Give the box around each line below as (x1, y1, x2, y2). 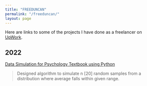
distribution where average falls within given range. (16, 76, 120, 82)
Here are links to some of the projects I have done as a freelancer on (5, 29, 142, 35)
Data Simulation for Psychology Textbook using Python (5, 61, 115, 67)
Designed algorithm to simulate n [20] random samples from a (16, 71, 142, 76)
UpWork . (5, 34, 23, 40)
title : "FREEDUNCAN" (5, 7, 47, 12)
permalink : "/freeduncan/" (5, 12, 60, 16)
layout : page (5, 16, 32, 21)
